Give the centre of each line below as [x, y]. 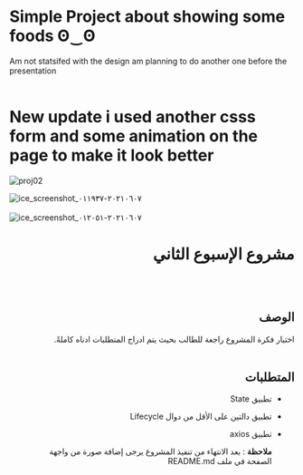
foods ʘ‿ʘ [52, 36]
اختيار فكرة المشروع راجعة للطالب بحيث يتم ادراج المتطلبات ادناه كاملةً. [174, 339]
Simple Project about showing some [147, 17]
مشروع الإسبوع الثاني [223, 254]
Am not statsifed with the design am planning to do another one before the [148, 61]
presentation [33, 71]
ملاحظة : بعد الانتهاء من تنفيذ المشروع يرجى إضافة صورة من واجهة [161, 451]
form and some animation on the [134, 136]
